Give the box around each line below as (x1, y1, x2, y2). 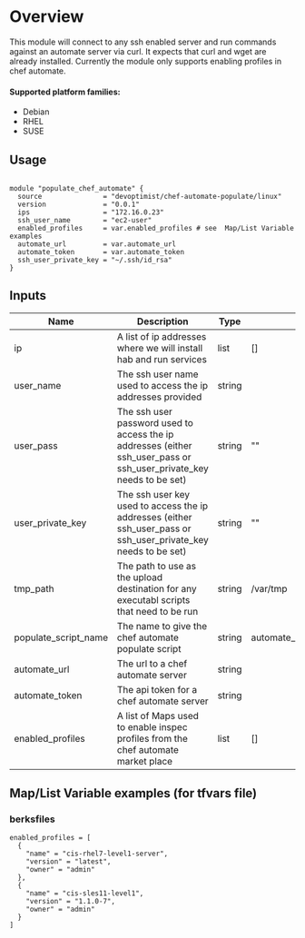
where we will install (116, 341, 203, 354)
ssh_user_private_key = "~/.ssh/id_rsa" (17, 255, 172, 264)
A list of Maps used (116, 709, 200, 722)
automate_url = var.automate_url (17, 239, 177, 249)
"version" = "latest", (25, 857, 112, 866)
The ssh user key (116, 488, 191, 500)
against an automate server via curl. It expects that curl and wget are (9, 45, 267, 56)
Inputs (9, 288, 47, 303)
